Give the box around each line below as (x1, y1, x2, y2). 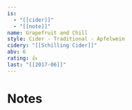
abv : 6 (7, 49, 26, 56)
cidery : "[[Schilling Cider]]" (7, 42, 97, 49)
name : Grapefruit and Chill (7, 29, 88, 36)
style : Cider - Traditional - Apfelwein (7, 36, 126, 43)
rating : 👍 (7, 55, 38, 62)
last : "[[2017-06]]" (7, 61, 67, 68)
